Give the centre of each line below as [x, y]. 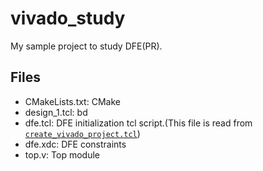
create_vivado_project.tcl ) [82, 133]
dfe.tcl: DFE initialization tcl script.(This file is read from [138, 123]
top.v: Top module [62, 154]
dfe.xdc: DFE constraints [75, 144]
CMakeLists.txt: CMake [72, 101]
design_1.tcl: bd [56, 112]
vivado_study [68, 18]
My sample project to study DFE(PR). [86, 46]
